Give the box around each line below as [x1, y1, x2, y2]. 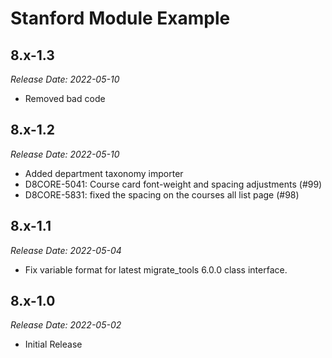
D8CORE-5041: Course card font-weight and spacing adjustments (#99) [24, 178, 323, 190]
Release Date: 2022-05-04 [10, 244, 122, 256]
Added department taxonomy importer [24, 167, 184, 179]
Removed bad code [24, 93, 106, 104]
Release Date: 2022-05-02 [10, 319, 122, 331]
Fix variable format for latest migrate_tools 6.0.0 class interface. [24, 263, 288, 276]
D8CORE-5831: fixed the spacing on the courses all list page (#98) [24, 188, 300, 201]
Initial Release [24, 338, 83, 351]
